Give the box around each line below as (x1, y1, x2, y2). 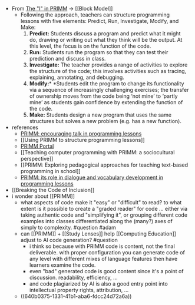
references (11, 124, 38, 131)
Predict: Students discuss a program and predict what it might (29, 30, 181, 37)
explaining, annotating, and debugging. (29, 74, 125, 81)
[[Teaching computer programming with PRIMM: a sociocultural (20, 149, 175, 155)
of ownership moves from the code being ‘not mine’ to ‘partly (29, 92, 178, 100)
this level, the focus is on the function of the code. (29, 42, 151, 49)
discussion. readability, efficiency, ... (29, 274, 118, 281)
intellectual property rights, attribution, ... (29, 287, 129, 293)
